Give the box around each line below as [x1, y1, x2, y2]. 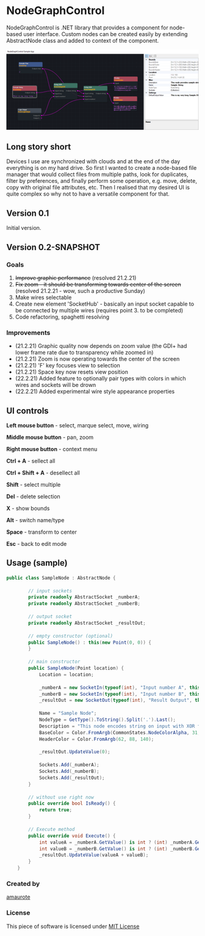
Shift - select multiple [6, 481, 61, 488]
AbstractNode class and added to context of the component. [6, 37, 159, 44]
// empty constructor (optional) [28, 633, 113, 639]
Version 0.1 [6, 208, 49, 218]
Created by [6, 880, 40, 888]
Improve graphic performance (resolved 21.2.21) [15, 274, 137, 281]
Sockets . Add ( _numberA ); [38, 762, 99, 768]
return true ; [38, 807, 72, 813]
